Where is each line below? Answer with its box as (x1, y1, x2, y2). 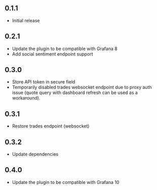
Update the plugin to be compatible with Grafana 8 (12, 45, 118, 52)
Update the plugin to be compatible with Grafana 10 (12, 179, 120, 185)
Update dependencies (12, 151, 59, 157)
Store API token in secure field (12, 79, 75, 85)
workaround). (12, 95, 41, 101)
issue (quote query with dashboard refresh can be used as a (12, 89, 138, 96)
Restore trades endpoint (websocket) (12, 123, 90, 129)
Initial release (12, 17, 40, 23)
